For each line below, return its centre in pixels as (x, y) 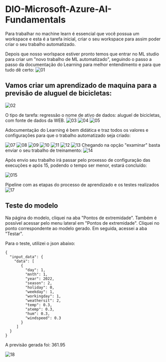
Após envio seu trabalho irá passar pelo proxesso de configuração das (78, 160)
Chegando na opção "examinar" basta (121, 145)
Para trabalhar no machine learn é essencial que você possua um (72, 33)
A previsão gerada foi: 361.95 (35, 345)
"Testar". (14, 234)
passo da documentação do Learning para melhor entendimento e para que (83, 64)
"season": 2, (39, 283)
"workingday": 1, (43, 296)
